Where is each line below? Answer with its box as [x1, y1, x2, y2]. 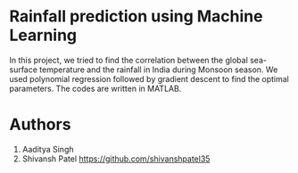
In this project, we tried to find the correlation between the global [9, 54, 248, 65]
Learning [9, 25, 78, 45]
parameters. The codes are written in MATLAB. [9, 83, 182, 94]
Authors [9, 114, 71, 135]
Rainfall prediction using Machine [9, 6, 263, 27]
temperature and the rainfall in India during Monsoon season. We [39, 64, 278, 75]
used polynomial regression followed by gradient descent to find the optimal [9, 73, 290, 84]
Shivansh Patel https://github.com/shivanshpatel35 [21, 153, 211, 164]
